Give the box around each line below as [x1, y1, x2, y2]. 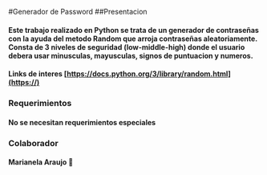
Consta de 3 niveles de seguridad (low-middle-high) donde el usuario [8, 42, 245, 51]
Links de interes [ [8, 69, 67, 79]
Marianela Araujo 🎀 [8, 157, 74, 167]
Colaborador [8, 137, 59, 149]
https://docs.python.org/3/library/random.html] [67, 69, 231, 79]
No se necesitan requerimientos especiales [8, 117, 156, 127]
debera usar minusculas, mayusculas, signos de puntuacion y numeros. [8, 51, 254, 60]
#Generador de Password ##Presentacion [8, 7, 148, 16]
